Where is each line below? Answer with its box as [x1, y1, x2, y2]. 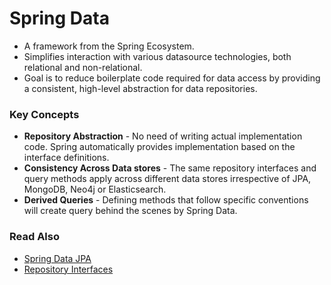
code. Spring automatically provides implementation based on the [23, 141, 296, 153]
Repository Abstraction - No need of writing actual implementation [23, 130, 303, 142]
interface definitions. [23, 152, 110, 164]
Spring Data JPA [23, 252, 92, 264]
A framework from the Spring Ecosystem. [23, 40, 195, 52]
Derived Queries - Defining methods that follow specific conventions [23, 194, 309, 206]
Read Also [9, 230, 60, 244]
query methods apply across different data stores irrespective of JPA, [23, 173, 312, 185]
